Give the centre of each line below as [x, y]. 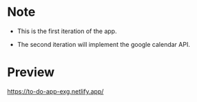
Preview [31, 72]
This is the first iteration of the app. [67, 31]
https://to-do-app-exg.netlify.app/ [55, 91]
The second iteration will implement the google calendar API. [104, 44]
